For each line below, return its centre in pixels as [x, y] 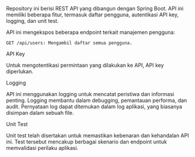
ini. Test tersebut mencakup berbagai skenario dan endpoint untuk [87, 142]
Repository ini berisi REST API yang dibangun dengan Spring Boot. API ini [95, 8]
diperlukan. [20, 71]
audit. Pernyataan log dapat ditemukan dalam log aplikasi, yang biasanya [94, 107]
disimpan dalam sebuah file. [40, 113]
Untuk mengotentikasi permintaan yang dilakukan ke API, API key [85, 65]
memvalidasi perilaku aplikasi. [42, 148]
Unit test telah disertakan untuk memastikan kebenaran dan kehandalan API [97, 135]
